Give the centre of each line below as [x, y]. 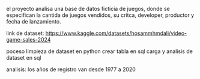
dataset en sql [24, 58]
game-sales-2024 [29, 39]
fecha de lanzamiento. [34, 21]
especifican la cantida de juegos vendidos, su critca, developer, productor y [100, 15]
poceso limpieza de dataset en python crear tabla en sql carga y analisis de [100, 51]
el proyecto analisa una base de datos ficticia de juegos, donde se [88, 9]
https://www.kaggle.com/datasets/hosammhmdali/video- [116, 33]
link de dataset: [25, 33]
